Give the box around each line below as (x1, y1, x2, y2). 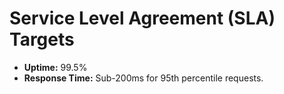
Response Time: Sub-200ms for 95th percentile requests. (23, 72, 264, 84)
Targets (9, 28, 75, 51)
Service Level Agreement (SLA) (9, 7, 276, 30)
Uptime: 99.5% (23, 61, 88, 73)
